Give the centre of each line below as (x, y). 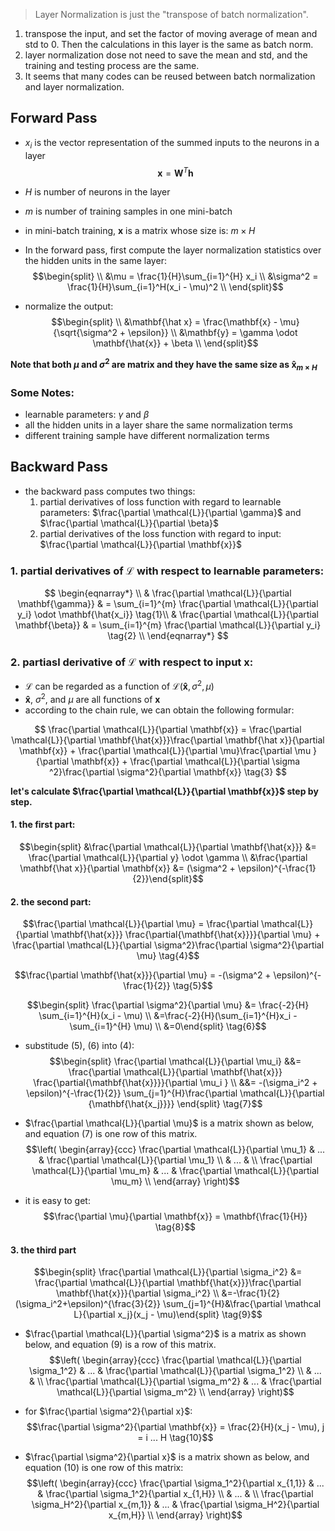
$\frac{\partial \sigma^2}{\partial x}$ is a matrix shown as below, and (167, 1457)
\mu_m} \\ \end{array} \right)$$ (175, 1181)
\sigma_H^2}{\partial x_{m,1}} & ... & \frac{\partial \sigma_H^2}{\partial (175, 1505)
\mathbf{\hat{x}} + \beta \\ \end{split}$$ (175, 343)
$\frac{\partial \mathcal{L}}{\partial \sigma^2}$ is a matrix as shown (165, 1334)
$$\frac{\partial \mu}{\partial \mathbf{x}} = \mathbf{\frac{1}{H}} (175, 1216)
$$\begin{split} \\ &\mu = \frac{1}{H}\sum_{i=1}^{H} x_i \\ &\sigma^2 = (175, 276)
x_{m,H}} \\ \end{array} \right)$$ (175, 1515)
